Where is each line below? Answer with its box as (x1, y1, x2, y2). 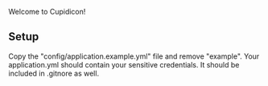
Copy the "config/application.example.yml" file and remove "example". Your (8, 51, 260, 61)
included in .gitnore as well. (8, 68, 99, 78)
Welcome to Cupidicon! (8, 7, 86, 16)
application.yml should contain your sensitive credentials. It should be (8, 59, 240, 69)
